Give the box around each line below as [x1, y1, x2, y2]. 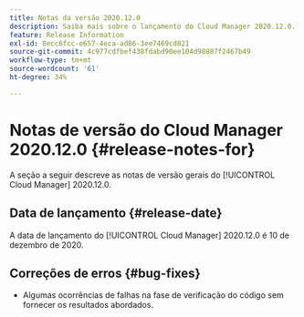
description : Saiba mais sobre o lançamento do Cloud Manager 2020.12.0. [9, 22, 297, 31]
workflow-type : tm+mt [9, 56, 92, 65]
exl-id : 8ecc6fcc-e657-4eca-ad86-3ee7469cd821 [9, 38, 190, 48]
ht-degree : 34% [9, 73, 68, 82]
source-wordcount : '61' [9, 65, 100, 74]
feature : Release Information [9, 30, 125, 39]
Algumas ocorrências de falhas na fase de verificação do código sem [22, 290, 285, 301]
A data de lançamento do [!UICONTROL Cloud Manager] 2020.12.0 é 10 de [9, 230, 290, 240]
